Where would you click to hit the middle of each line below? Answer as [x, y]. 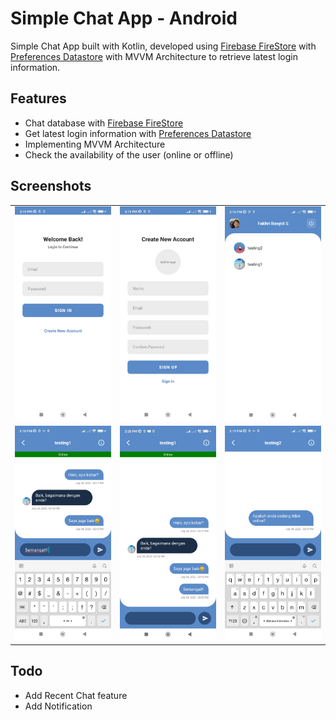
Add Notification [58, 706]
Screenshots [51, 186]
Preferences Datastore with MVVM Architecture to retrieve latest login [154, 56]
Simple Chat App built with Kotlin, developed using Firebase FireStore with [163, 46]
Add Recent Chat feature [76, 695]
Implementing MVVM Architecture [95, 144]
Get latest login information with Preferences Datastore [138, 133]
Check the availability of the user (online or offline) [129, 154]
